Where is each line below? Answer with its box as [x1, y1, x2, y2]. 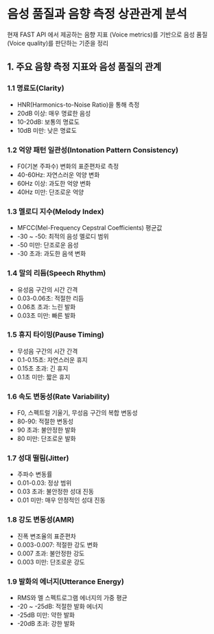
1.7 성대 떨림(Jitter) [7, 454, 69, 463]
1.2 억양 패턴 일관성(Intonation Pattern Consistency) [7, 145, 179, 155]
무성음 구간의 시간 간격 [16, 347, 78, 355]
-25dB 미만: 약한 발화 [16, 611, 75, 619]
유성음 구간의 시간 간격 [16, 285, 78, 293]
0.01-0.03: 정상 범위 [16, 479, 72, 487]
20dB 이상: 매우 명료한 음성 [16, 109, 91, 117]
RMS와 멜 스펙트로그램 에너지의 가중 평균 [16, 593, 128, 602]
